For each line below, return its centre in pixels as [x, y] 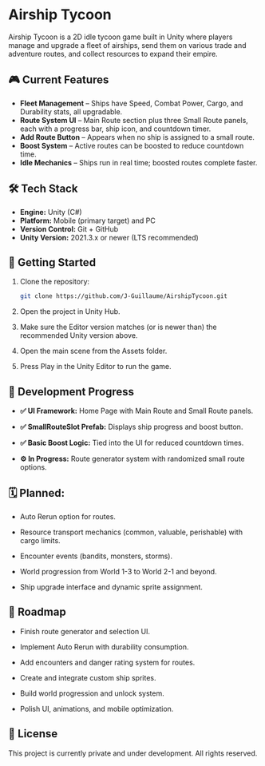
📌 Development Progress [71, 392]
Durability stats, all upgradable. [71, 111]
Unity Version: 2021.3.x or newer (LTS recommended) [109, 237]
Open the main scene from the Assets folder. [93, 351]
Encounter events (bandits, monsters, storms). [96, 556]
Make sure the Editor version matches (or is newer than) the [118, 327]
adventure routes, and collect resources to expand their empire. [113, 54]
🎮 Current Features [59, 80]
